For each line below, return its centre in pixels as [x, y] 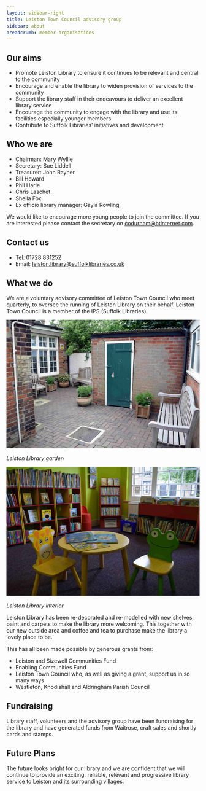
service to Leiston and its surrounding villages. [65, 781]
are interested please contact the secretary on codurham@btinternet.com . [100, 223]
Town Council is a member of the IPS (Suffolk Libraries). [77, 311]
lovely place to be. [29, 637]
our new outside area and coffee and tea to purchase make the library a [97, 631]
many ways [30, 680]
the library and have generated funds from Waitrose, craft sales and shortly [101, 727]
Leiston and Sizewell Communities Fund [66, 661]
